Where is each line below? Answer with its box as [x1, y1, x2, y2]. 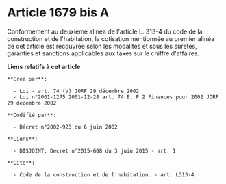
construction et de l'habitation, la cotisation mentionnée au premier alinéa [7, 34, 215, 42]
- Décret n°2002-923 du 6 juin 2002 [13, 123, 118, 131]
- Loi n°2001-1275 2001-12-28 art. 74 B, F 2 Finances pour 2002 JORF [13, 94, 219, 101]
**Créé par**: [7, 75, 48, 83]
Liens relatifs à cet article [7, 62, 81, 70]
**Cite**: [7, 159, 36, 166]
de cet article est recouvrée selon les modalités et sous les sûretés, [7, 42, 197, 50]
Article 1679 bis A [7, 5, 110, 21]
